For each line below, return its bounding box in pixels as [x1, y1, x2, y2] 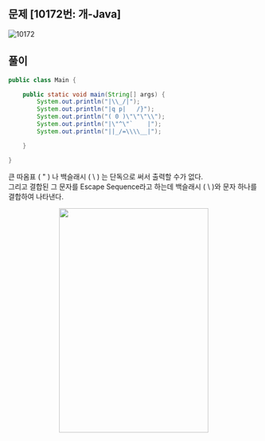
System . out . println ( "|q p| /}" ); [37, 105, 155, 113]
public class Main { [8, 76, 77, 84]
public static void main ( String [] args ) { [22, 90, 166, 98]
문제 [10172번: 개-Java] [8, 7, 122, 22]
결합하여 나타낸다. [8, 191, 64, 201]
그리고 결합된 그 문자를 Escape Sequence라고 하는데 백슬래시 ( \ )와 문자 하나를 [8, 182, 257, 191]
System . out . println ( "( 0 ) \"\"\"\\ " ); [37, 112, 166, 121]
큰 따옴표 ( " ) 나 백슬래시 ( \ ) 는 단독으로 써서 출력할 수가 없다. [8, 171, 204, 181]
